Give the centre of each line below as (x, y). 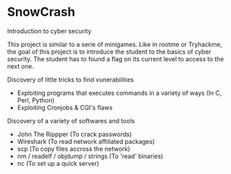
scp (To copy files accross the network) (74, 149)
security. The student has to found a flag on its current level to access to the (115, 58)
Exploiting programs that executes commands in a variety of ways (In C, (119, 93)
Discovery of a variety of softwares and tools (71, 120)
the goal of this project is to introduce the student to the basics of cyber (109, 52)
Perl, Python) (36, 100)
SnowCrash (41, 12)
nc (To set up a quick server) (58, 163)
